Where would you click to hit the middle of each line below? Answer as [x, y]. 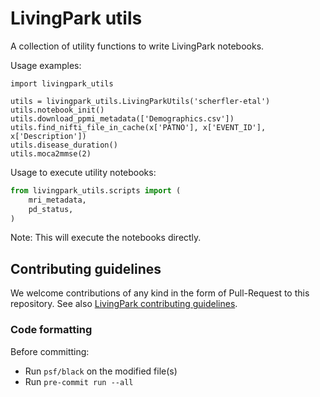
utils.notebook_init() [57, 110]
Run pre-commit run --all [79, 381]
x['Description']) [48, 136]
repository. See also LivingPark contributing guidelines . [124, 304]
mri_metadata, [57, 200]
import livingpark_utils [62, 83]
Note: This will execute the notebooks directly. [106, 238]
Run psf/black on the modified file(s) [101, 371]
